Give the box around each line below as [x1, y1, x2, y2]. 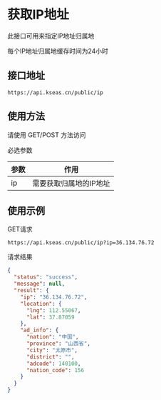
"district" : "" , [26, 353, 75, 361]
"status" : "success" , [14, 274, 78, 281]
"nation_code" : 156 [26, 366, 84, 374]
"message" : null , [14, 280, 66, 288]
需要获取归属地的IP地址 [32, 178, 110, 188]
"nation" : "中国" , [26, 334, 79, 341]
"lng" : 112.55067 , [26, 306, 81, 314]
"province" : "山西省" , [26, 340, 91, 347]
